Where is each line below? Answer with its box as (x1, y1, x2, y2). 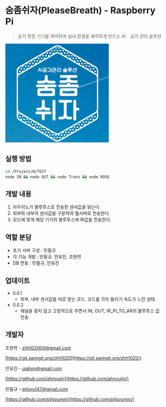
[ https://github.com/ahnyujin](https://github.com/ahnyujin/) (5, 376, 129, 382)
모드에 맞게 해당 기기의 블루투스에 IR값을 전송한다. (12, 216, 111, 223)
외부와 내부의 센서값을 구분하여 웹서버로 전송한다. (12, 210, 110, 216)
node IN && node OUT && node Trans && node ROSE (5, 174, 110, 179)
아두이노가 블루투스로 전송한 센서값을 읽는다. (12, 204, 101, 210)
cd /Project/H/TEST (5, 169, 47, 174)
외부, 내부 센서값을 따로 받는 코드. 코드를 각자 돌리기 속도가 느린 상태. (20, 296, 156, 302)
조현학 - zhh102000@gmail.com (5, 345, 71, 351)
